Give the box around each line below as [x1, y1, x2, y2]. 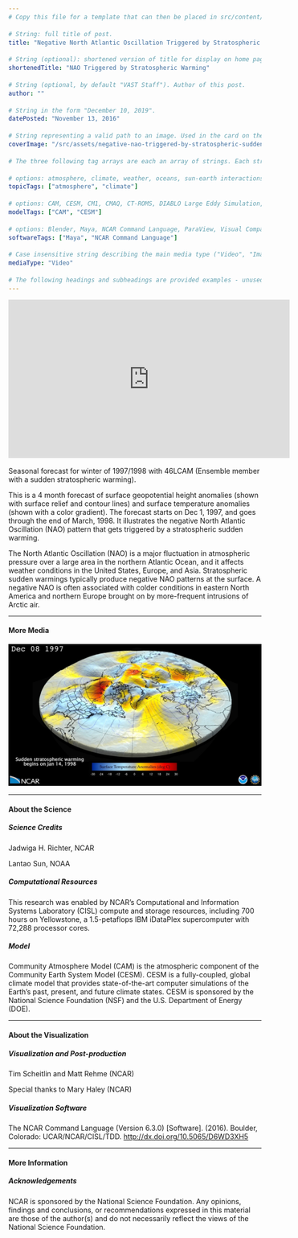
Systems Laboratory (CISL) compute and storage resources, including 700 [8, 906, 255, 915]
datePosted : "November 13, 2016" [8, 115, 120, 123]
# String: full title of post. [8, 30, 113, 38]
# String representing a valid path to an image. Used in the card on [8, 132, 250, 140]
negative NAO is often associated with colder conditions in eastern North [8, 582, 250, 592]
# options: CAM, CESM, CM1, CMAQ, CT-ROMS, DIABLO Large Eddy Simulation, [8, 199, 264, 208]
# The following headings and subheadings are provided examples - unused [8, 276, 264, 284]
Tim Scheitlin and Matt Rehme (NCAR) [8, 1069, 135, 1079]
